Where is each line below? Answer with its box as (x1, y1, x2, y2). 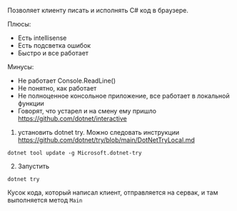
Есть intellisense (17, 34, 67, 42)
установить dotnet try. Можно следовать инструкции (17, 128, 180, 136)
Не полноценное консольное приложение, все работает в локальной (17, 92, 230, 100)
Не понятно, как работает (17, 84, 97, 92)
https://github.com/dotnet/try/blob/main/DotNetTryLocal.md (17, 135, 195, 144)
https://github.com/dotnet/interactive (17, 114, 127, 123)
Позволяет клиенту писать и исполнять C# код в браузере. (7, 6, 189, 14)
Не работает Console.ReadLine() (17, 76, 116, 85)
